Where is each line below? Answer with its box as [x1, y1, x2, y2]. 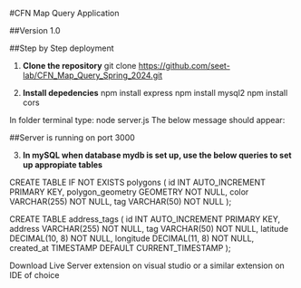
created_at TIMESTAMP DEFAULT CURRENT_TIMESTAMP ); [9, 243, 231, 253]
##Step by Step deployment [9, 43, 114, 53]
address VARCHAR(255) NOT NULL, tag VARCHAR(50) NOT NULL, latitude [9, 224, 288, 234]
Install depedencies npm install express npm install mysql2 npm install [22, 88, 288, 98]
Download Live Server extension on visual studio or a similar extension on [9, 260, 286, 271]
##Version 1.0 [9, 25, 61, 35]
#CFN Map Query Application [9, 8, 120, 18]
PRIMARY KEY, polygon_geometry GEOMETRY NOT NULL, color [9, 187, 249, 197]
